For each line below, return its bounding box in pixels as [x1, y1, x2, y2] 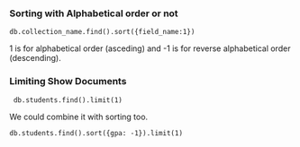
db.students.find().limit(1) [13, 95, 123, 105]
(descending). [9, 53, 61, 64]
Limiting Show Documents [9, 75, 127, 88]
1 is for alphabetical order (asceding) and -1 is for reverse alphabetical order [9, 43, 291, 54]
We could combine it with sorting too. [9, 111, 149, 122]
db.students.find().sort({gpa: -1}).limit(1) [9, 128, 183, 137]
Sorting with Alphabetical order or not [9, 7, 178, 20]
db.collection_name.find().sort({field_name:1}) [9, 28, 195, 37]
